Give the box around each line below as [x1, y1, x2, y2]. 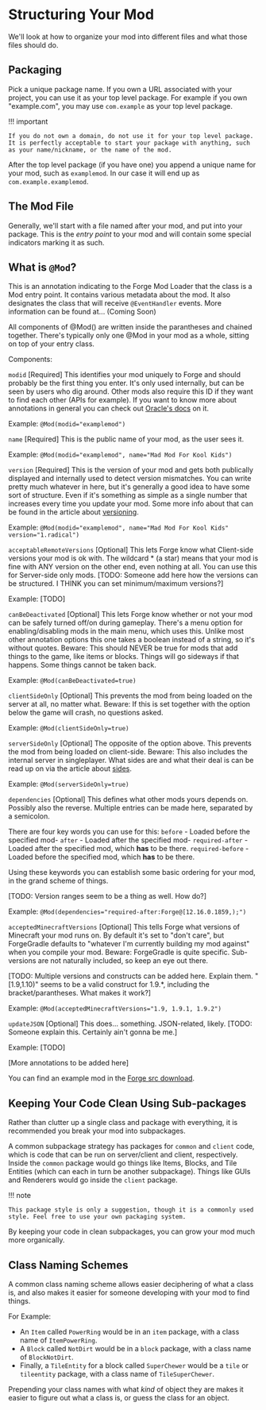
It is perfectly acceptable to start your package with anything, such [8, 139, 250, 147]
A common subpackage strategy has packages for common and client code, [8, 1142, 255, 1151]
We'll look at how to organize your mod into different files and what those [8, 32, 248, 41]
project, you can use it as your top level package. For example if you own [8, 93, 248, 102]
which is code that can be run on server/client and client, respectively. [8, 1150, 238, 1160]
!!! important [8, 117, 48, 126]
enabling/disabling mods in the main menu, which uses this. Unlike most [8, 626, 245, 636]
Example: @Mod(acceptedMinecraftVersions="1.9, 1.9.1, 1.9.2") [8, 1004, 222, 1013]
